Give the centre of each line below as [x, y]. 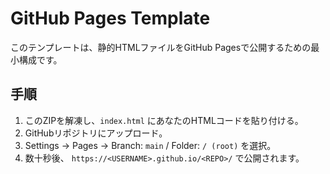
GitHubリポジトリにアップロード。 [96, 133]
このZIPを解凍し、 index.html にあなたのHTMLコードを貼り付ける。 [164, 120]
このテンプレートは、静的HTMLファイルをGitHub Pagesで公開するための [161, 47]
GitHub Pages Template [110, 18]
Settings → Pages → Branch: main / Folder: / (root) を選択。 [150, 145]
